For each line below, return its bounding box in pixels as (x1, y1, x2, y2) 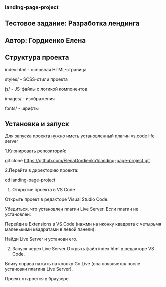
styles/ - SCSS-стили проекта (5, 76, 68, 82)
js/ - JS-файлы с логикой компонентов (5, 86, 87, 92)
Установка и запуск (5, 119, 70, 128)
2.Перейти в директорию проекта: (5, 167, 79, 173)
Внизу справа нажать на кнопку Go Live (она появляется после (5, 261, 141, 267)
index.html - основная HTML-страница (5, 66, 87, 72)
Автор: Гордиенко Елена (5, 36, 86, 45)
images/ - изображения (5, 95, 55, 101)
